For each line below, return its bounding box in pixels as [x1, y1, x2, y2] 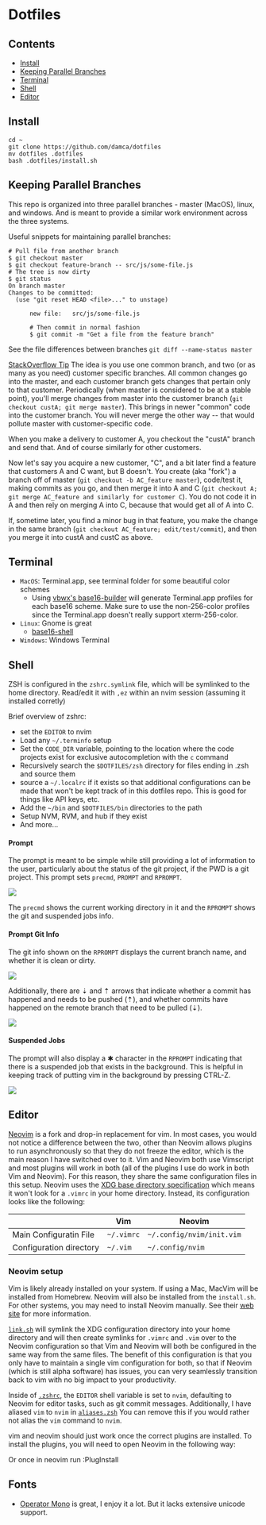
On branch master [8, 282, 66, 290]
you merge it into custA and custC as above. [8, 532, 153, 541]
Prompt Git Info [8, 930, 60, 939]
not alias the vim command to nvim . [8, 1415, 122, 1425]
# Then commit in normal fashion [29, 323, 141, 331]
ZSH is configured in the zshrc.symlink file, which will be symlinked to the [8, 680, 250, 689]
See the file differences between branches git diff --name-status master [8, 344, 253, 354]
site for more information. [8, 1308, 91, 1319]
